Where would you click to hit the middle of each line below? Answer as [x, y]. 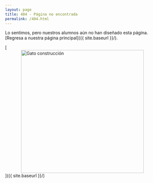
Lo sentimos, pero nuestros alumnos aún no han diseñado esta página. [76, 33]
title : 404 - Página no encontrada [41, 14]
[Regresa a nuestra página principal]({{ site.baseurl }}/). [62, 38]
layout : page [18, 10]
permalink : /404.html [27, 19]
